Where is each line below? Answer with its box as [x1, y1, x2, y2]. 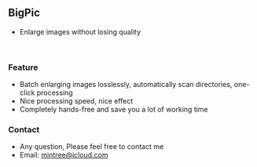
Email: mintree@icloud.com [19, 151, 108, 160]
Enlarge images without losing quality [19, 27, 141, 36]
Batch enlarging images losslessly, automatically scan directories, [19, 80, 233, 89]
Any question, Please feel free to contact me [19, 142, 164, 151]
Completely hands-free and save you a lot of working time [19, 105, 208, 114]
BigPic [8, 6, 41, 20]
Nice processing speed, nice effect [19, 96, 134, 106]
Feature [8, 62, 39, 73]
